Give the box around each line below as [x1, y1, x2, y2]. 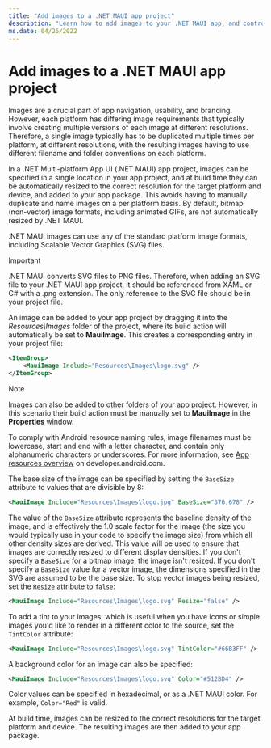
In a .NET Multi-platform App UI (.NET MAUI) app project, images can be [8, 164, 249, 174]
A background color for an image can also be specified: [8, 659, 194, 669]
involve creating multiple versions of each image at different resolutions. [8, 123, 248, 133]
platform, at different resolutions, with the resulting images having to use [8, 140, 250, 150]
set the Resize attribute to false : [8, 581, 115, 591]
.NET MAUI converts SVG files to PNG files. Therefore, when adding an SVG [8, 272, 261, 281]
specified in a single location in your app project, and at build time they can [8, 173, 258, 183]
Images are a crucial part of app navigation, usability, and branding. [8, 106, 232, 116]
